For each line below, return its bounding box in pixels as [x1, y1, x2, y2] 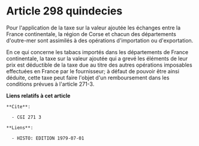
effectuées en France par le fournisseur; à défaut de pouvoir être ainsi [6, 67, 180, 75]
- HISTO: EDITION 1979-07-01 [11, 135, 85, 141]
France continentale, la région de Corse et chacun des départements [6, 30, 177, 37]
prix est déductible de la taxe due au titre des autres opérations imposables [6, 61, 193, 68]
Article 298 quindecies [6, 4, 123, 18]
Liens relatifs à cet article [6, 92, 71, 99]
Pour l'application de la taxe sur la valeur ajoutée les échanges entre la [6, 24, 181, 31]
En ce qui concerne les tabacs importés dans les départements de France [6, 48, 189, 55]
